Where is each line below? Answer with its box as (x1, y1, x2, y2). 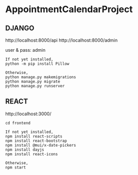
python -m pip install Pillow (5, 61, 70, 66)
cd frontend (5, 120, 31, 125)
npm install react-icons (5, 151, 58, 157)
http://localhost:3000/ (5, 111, 52, 117)
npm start (5, 165, 26, 170)
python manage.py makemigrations (5, 75, 76, 80)
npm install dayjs (5, 147, 44, 152)
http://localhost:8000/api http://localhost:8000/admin (5, 37, 118, 43)
